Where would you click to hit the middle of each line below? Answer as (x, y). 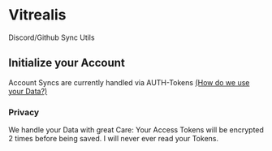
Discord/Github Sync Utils (52, 37)
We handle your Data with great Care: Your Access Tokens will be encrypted (136, 130)
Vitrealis (37, 15)
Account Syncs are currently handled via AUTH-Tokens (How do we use (129, 82)
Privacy (24, 112)
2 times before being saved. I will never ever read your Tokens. (114, 139)
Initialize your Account (67, 63)
